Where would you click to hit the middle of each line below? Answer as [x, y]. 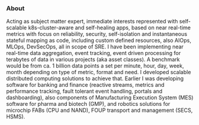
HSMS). [16, 117]
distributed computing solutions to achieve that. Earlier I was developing [95, 78]
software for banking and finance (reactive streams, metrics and [85, 85]
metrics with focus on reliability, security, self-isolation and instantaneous [97, 34]
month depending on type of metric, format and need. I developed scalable [99, 72]
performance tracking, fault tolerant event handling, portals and [84, 92]
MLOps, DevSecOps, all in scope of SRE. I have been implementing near [95, 47]
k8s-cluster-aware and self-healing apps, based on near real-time [109, 28]
